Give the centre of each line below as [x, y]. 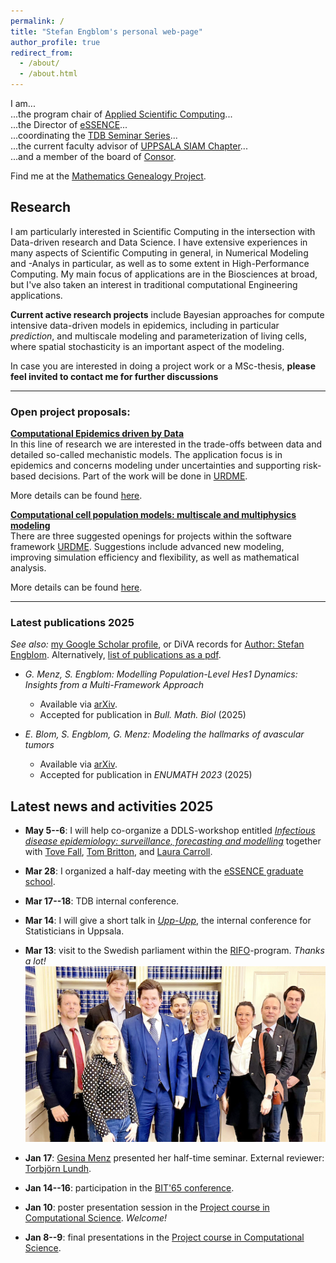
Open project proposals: [70, 412]
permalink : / [37, 21]
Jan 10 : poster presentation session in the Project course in [147, 1207]
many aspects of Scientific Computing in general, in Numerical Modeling [159, 252]
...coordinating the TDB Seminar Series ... [94, 135]
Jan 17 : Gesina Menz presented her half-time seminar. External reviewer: [174, 1158]
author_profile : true [55, 42]
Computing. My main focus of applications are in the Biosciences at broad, [164, 274]
